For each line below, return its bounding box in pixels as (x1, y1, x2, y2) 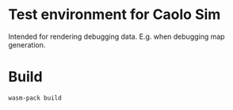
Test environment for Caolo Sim (8, 6, 221, 24)
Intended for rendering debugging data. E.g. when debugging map (8, 32, 225, 41)
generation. (8, 40, 46, 49)
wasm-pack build (8, 93, 62, 102)
